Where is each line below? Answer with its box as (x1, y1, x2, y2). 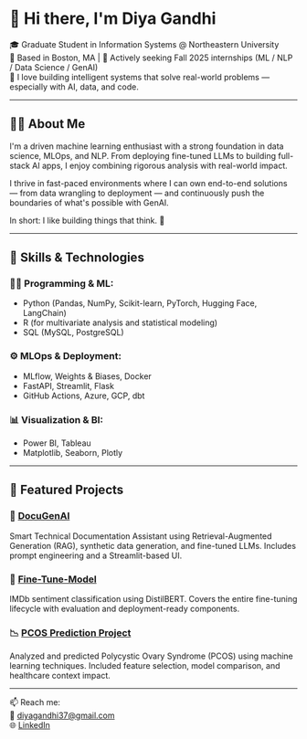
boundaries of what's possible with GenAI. (9, 196, 169, 208)
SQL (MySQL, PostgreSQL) (22, 327, 125, 338)
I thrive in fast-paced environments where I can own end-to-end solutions (9, 177, 288, 188)
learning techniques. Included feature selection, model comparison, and (9, 660, 281, 671)
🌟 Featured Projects (9, 482, 124, 498)
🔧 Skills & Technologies (9, 250, 144, 266)
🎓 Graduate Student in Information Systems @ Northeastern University (9, 38, 280, 49)
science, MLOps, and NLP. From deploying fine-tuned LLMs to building (9, 150, 277, 161)
